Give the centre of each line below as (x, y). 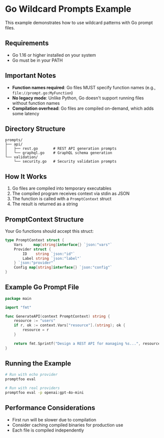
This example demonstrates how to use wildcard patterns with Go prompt (79, 23)
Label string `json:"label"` (52, 258)
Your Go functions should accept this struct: (49, 231)
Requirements (27, 43)
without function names (36, 103)
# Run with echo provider (31, 375)
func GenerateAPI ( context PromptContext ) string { (58, 316)
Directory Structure (35, 129)
